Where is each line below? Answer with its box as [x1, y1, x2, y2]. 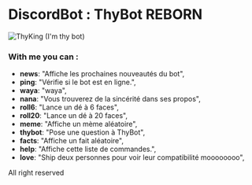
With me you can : [8, 51, 79, 62]
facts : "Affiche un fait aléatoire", [19, 136, 124, 146]
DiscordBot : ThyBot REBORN [8, 6, 203, 24]
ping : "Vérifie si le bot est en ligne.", [19, 77, 136, 87]
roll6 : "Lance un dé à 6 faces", [19, 102, 120, 112]
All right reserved [8, 168, 65, 178]
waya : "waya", [19, 86, 67, 95]
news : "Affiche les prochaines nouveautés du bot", [19, 69, 185, 79]
